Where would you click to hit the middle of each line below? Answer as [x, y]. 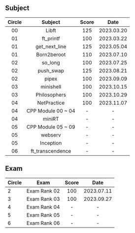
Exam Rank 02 [43, 191]
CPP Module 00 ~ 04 [51, 111]
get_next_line [51, 47]
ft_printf [51, 38]
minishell [51, 87]
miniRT [51, 119]
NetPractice [51, 102]
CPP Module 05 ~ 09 [51, 127]
